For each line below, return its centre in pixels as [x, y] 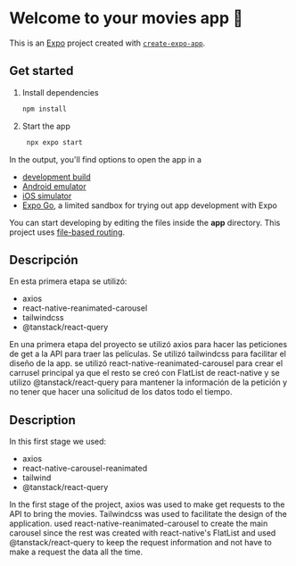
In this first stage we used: [58, 442]
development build [56, 177]
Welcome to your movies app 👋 [126, 18]
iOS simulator [47, 196]
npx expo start [54, 142]
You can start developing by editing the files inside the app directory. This [145, 222]
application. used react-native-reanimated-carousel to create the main [139, 524]
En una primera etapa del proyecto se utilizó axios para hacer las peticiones [148, 345]
